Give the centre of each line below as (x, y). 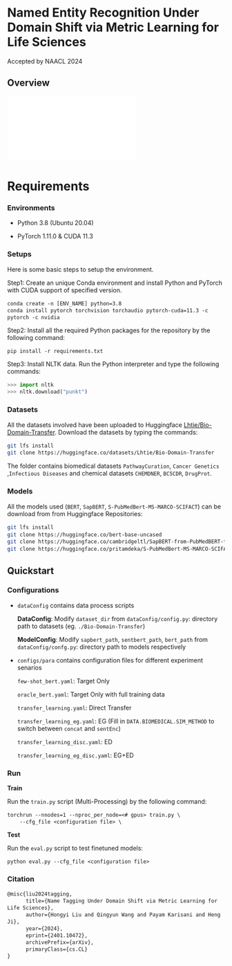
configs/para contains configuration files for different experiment (110, 660)
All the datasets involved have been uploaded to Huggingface (95, 425)
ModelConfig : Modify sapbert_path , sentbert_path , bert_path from (113, 639)
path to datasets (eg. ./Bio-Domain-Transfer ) (81, 626)
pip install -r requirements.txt (55, 351)
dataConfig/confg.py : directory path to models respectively (101, 647)
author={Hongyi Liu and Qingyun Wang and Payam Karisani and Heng (123, 915)
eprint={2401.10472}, (57, 936)
